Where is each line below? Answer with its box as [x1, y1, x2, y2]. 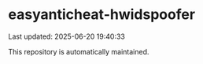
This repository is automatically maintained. [8, 47, 149, 56]
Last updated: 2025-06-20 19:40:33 [8, 32, 126, 41]
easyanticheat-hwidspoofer [8, 6, 195, 24]
